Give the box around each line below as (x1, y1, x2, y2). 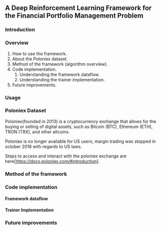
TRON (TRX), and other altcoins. (5, 128, 70, 134)
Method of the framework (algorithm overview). (12, 61, 108, 67)
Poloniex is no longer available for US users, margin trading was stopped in (5, 138, 156, 144)
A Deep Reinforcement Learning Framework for (5, 4, 152, 12)
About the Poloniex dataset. (12, 56, 68, 62)
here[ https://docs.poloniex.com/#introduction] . (5, 158, 100, 164)
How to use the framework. (12, 51, 67, 56)
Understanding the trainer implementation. (19, 77, 105, 82)
